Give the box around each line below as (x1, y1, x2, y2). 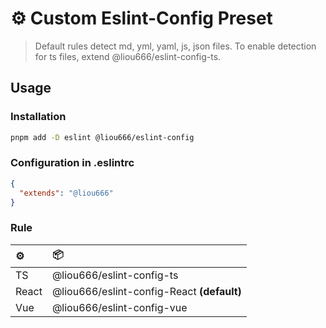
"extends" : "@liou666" (19, 188, 114, 198)
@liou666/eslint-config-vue (51, 300, 188, 314)
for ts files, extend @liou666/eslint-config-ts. (34, 50, 222, 62)
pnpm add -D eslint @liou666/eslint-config (10, 132, 195, 142)
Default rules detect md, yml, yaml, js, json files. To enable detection (34, 40, 317, 52)
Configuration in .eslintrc (10, 156, 135, 170)
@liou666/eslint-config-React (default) (51, 284, 242, 298)
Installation (10, 110, 67, 124)
